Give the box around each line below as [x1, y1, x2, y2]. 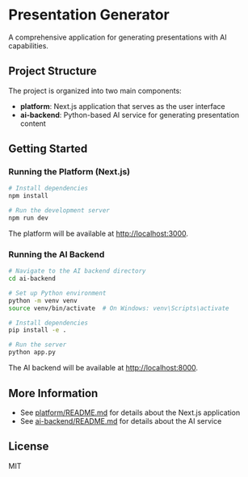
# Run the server [8, 341, 67, 349]
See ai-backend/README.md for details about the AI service [19, 416, 222, 425]
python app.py [8, 349, 57, 357]
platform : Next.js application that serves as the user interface [19, 101, 225, 111]
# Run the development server [8, 207, 111, 215]
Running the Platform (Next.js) [8, 166, 131, 178]
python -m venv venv [8, 296, 78, 304]
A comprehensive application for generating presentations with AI [8, 32, 228, 42]
